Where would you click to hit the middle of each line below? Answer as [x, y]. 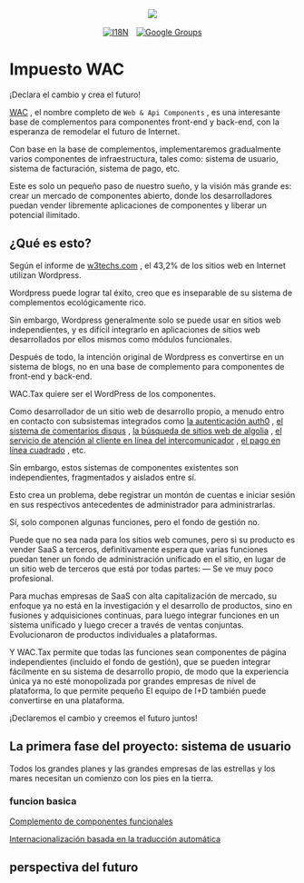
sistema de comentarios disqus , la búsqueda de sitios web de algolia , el [146, 431]
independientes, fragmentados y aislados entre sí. [103, 477]
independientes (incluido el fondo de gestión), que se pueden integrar [140, 661]
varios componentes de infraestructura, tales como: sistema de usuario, [144, 158]
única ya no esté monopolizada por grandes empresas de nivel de [133, 680]
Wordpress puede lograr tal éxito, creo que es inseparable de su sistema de [151, 293]
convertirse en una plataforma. [67, 700]
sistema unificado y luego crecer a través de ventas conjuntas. [127, 625]
